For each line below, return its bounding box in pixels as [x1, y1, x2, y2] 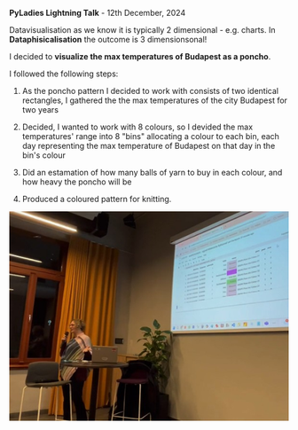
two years [21, 105, 59, 114]
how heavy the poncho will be [21, 176, 132, 187]
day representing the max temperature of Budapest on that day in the [21, 141, 276, 151]
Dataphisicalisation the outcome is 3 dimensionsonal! [9, 35, 208, 44]
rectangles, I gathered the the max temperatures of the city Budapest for [21, 95, 288, 106]
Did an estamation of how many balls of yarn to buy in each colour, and [21, 168, 283, 177]
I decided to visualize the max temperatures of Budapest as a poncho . [9, 51, 271, 61]
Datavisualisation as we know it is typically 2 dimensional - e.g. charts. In [9, 25, 276, 35]
